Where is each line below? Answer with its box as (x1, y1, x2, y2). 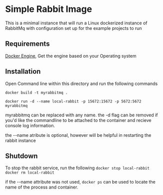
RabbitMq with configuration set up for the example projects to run (5, 25, 142, 31)
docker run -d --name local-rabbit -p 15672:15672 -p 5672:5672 (5, 98, 142, 104)
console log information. (5, 122, 55, 128)
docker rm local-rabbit (5, 170, 55, 175)
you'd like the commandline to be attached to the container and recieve (5, 117, 152, 123)
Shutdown (5, 152, 38, 160)
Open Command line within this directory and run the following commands (5, 81, 158, 87)
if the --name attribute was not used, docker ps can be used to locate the (5, 179, 156, 185)
